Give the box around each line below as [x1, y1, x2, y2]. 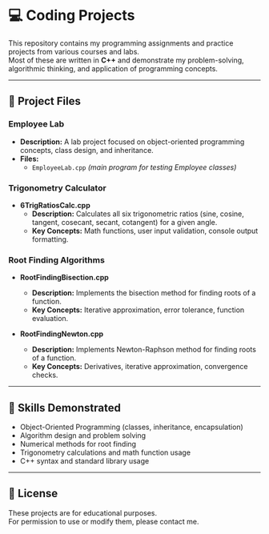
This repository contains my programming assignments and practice [8, 38, 234, 48]
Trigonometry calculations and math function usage [19, 448, 191, 457]
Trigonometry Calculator [8, 182, 106, 193]
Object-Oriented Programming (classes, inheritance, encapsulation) [19, 422, 244, 432]
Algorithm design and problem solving [19, 431, 147, 440]
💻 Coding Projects [8, 6, 135, 25]
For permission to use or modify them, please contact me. [8, 516, 199, 526]
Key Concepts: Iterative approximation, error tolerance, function [31, 305, 245, 315]
